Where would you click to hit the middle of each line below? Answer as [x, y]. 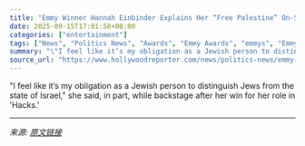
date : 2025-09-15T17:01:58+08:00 [73, 26]
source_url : [32, 60]
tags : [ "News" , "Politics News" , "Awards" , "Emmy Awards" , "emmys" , [142, 43]
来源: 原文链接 [35, 132]
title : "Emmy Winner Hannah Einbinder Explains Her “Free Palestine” [144, 18]
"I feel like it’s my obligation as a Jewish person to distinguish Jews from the [152, 86]
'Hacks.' [25, 105]
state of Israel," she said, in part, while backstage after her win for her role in [152, 95]
